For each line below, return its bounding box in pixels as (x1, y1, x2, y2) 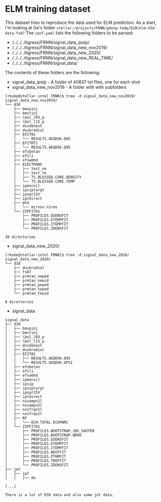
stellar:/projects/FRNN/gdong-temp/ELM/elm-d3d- (56, 25, 157, 30)
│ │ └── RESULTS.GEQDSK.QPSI (5, 360, 73, 365)
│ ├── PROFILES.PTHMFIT (5, 454, 67, 459)
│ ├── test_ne (14, 166, 47, 171)
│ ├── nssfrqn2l (5, 411, 42, 416)
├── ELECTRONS (14, 162, 42, 167)
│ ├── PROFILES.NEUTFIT (5, 450, 67, 455)
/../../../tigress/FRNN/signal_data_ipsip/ (12, 39, 89, 45)
